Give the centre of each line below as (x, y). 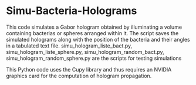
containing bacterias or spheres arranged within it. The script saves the (92, 33)
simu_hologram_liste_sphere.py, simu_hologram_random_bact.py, (85, 52)
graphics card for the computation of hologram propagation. (79, 76)
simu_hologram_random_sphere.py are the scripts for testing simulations (94, 58)
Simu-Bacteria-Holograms (72, 11)
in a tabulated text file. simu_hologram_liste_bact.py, (69, 46)
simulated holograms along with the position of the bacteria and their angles (98, 39)
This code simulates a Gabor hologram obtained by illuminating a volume (94, 27)
